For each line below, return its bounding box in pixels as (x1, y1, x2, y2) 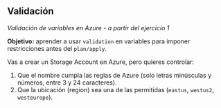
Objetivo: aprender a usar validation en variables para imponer (7, 37, 191, 45)
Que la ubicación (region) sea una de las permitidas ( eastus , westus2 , (17, 85, 215, 94)
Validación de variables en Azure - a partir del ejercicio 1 (7, 23, 170, 32)
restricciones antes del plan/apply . (7, 44, 107, 52)
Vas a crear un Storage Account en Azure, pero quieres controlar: (7, 58, 195, 66)
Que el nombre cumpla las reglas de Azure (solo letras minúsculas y (17, 71, 212, 79)
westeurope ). (17, 93, 53, 101)
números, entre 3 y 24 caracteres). (17, 78, 117, 87)
